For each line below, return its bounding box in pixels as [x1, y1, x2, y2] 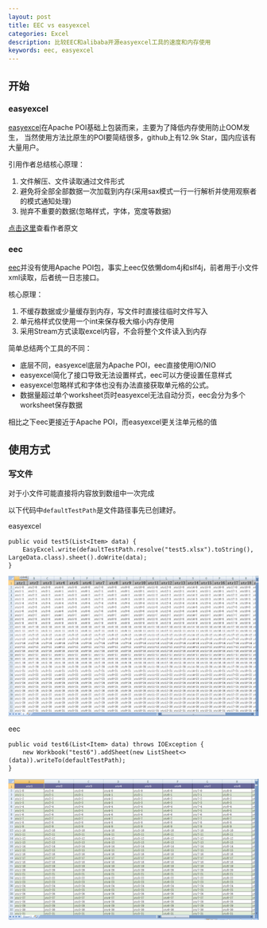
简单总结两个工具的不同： [8, 344, 92, 353]
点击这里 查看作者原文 [8, 223, 78, 233]
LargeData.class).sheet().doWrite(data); [8, 553, 148, 561]
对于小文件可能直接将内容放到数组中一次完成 [8, 488, 155, 497]
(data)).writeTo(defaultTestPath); [8, 756, 126, 765]
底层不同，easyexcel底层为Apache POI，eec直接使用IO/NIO [19, 360, 216, 370]
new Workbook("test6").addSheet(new [22, 748, 145, 757]
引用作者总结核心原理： [8, 159, 85, 169]
